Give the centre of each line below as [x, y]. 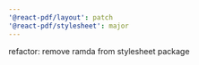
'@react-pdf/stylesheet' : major [69, 26]
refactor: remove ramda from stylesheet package [99, 51]
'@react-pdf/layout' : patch [61, 17]
